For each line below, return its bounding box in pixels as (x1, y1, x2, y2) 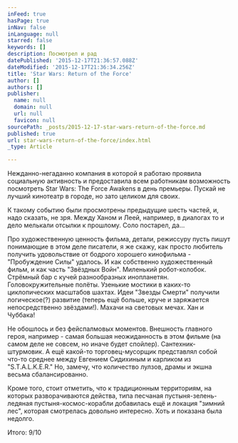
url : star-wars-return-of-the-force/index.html (7, 136, 152, 144)
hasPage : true (7, 17, 50, 24)
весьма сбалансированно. (7, 370, 88, 379)
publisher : (7, 90, 40, 97)
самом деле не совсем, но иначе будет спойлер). (7, 340, 160, 349)
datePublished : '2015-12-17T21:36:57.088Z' (7, 57, 139, 64)
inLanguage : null (7, 30, 59, 38)
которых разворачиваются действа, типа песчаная (7, 392, 164, 400)
